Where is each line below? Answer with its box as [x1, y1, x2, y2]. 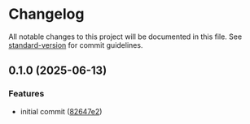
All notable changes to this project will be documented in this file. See [8, 32, 243, 41]
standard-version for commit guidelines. [8, 40, 143, 49]
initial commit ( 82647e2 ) [20, 106, 103, 116]
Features [8, 88, 45, 100]
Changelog [8, 5, 85, 24]
